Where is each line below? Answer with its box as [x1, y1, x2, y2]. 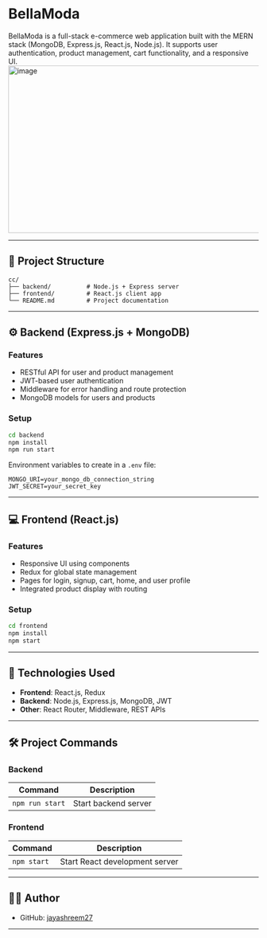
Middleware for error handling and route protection [19, 384, 187, 394]
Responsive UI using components [19, 559, 130, 568]
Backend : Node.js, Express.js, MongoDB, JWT [19, 696, 172, 705]
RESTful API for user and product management [19, 367, 173, 377]
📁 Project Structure [8, 254, 105, 268]
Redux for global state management [19, 567, 137, 577]
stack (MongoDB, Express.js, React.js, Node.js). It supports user [8, 39, 219, 49]
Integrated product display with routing [19, 584, 148, 594]
